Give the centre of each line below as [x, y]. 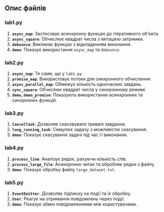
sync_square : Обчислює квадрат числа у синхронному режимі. [79, 89]
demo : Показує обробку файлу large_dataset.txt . [64, 169]
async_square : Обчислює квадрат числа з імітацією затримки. [78, 39]
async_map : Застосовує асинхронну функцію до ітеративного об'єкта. [86, 33]
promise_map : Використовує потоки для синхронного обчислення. [81, 79]
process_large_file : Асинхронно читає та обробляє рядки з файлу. [84, 164]
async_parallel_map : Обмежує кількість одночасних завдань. [77, 84]
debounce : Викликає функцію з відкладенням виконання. [72, 44]
